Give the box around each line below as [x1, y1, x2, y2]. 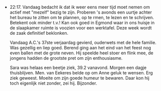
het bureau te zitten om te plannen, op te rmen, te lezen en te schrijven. [9, 15, 154, 20]
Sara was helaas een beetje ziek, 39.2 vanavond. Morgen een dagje [9, 65, 147, 70]
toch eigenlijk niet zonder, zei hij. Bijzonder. [9, 80, 97, 86]
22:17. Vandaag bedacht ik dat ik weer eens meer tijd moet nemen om [9, 4, 150, 10]
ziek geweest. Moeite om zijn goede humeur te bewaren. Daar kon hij [9, 75, 150, 81]
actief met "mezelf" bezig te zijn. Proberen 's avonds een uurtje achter [9, 9, 152, 15]
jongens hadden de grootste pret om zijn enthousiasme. [9, 55, 123, 61]
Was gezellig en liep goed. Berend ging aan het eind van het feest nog [9, 45, 151, 50]
